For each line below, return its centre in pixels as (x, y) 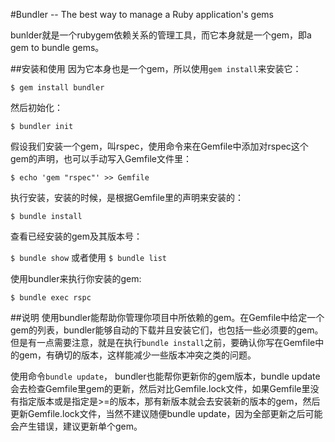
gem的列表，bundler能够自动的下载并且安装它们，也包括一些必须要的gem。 (167, 330)
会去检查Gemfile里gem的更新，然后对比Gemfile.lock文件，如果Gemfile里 (160, 388)
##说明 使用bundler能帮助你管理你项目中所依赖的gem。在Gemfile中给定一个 (167, 317)
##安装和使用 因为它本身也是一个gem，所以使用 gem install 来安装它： (156, 68)
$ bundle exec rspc (51, 298)
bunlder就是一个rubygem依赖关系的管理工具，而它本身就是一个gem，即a (161, 35)
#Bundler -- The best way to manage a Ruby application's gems (142, 14)
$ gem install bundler (57, 88)
